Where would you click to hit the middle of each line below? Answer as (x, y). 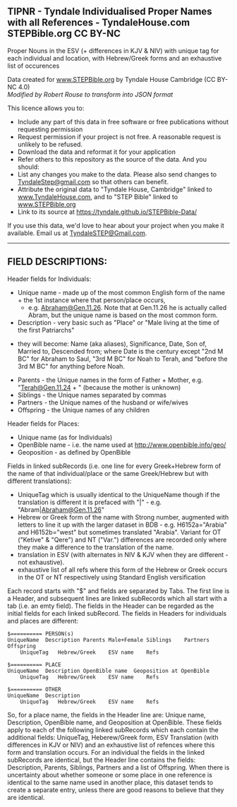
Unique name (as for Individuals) (65, 437)
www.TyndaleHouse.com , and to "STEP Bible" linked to (98, 196)
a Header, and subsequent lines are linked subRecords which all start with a (117, 598)
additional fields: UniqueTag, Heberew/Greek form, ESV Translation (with (113, 737)
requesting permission (50, 129)
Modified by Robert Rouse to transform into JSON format (90, 94)
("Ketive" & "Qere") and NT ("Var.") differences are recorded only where (122, 539)
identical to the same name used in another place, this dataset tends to (110, 782)
